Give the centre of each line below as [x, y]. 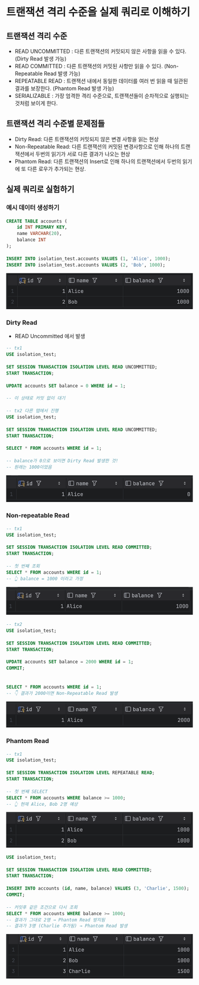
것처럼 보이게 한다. [36, 103]
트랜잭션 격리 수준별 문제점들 [56, 124]
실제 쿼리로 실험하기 [40, 190]
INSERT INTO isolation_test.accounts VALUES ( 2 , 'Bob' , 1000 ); [86, 265]
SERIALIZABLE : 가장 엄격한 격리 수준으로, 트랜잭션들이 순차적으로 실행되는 [102, 96]
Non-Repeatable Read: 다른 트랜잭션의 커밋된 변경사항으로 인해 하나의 [97, 147]
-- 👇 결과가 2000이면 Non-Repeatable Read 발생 [62, 693]
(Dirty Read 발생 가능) [41, 59]
